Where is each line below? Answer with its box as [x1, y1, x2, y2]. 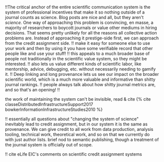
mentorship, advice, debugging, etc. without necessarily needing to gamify [5, 66, 156, 72]
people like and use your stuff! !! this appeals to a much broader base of [5, 51, 150, 56]
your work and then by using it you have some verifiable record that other [5, 46, 153, 51]
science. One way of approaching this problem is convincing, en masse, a [5, 19, 154, 25]
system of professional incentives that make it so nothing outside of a [5, 9, 145, 15]
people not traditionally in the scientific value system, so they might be [5, 56, 147, 61]
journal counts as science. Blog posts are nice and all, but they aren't [5, 15, 144, 20]
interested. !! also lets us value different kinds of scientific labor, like [5, 61, 142, 67]
